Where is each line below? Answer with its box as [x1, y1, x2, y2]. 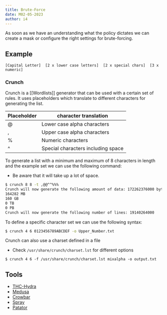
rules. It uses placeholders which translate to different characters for [5, 95, 146, 101]
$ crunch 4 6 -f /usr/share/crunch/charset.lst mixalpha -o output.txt [5, 257, 157, 262]
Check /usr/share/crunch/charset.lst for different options [12, 247, 134, 253]
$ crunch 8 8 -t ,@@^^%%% [5, 182, 59, 187]
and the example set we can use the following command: [5, 163, 122, 169]
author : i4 [5, 16, 28, 21]
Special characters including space [41, 145, 124, 152]
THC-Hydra [12, 284, 36, 290]
